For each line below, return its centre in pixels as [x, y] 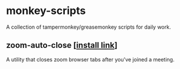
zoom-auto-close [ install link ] [62, 45]
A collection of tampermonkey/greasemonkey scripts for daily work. [89, 27]
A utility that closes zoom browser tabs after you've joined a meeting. [90, 59]
